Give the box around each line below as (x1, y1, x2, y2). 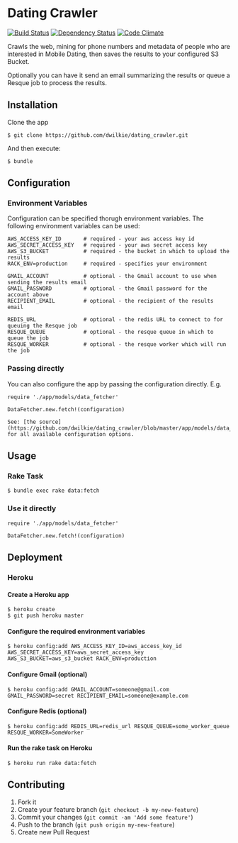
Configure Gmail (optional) (7, 670, 88, 679)
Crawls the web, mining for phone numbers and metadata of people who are (7, 42, 230, 50)
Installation (7, 99, 58, 111)
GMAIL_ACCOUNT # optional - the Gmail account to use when (7, 273, 217, 280)
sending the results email (7, 279, 87, 286)
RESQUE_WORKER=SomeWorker (7, 729, 84, 736)
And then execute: (7, 144, 61, 152)
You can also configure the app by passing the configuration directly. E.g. (7, 379, 222, 388)
